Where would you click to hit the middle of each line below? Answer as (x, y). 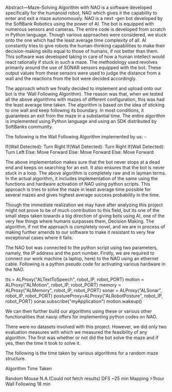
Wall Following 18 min (28, 384)
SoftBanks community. (29, 127)
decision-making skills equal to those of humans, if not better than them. (82, 51)
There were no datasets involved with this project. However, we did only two (86, 327)
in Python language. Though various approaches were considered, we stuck (86, 35)
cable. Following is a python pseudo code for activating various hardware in (85, 264)
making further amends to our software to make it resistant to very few (80, 232)
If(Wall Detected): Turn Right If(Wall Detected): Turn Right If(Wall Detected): (85, 147)
